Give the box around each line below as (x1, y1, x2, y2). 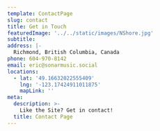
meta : (7, 94, 23, 101)
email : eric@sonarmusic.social (7, 62, 98, 69)
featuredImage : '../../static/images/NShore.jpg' (7, 29, 154, 37)
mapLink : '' (19, 87, 54, 94)
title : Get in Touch (7, 23, 67, 30)
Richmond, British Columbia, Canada (13, 49, 120, 56)
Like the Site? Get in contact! (19, 107, 113, 114)
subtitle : (7, 36, 36, 43)
